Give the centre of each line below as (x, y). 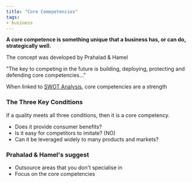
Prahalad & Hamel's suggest (48, 154)
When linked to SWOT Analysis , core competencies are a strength (87, 87)
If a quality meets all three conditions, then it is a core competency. (88, 115)
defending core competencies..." (46, 75)
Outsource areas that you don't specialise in (68, 168)
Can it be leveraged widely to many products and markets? (87, 139)
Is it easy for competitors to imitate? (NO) (65, 133)
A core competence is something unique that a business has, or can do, (96, 40)
